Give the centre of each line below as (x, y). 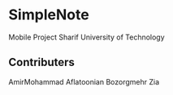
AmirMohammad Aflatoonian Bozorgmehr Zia (84, 81)
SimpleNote (49, 15)
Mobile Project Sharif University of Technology (86, 37)
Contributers (42, 62)
